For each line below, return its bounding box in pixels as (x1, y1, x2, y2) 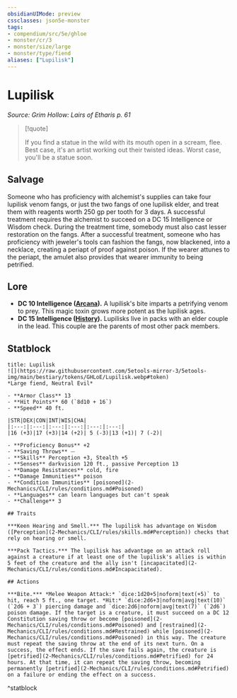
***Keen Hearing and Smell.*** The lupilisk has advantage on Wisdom (7, 522, 217, 530)
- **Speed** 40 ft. (7, 405, 65, 412)
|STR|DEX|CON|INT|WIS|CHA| (7, 417, 87, 424)
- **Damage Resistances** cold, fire (7, 467, 119, 474)
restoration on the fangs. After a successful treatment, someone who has (7, 230, 221, 238)
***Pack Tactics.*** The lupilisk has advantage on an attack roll (7, 547, 211, 555)
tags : (7, 23, 23, 30)
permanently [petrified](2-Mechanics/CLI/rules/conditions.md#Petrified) (7, 665, 230, 672)
